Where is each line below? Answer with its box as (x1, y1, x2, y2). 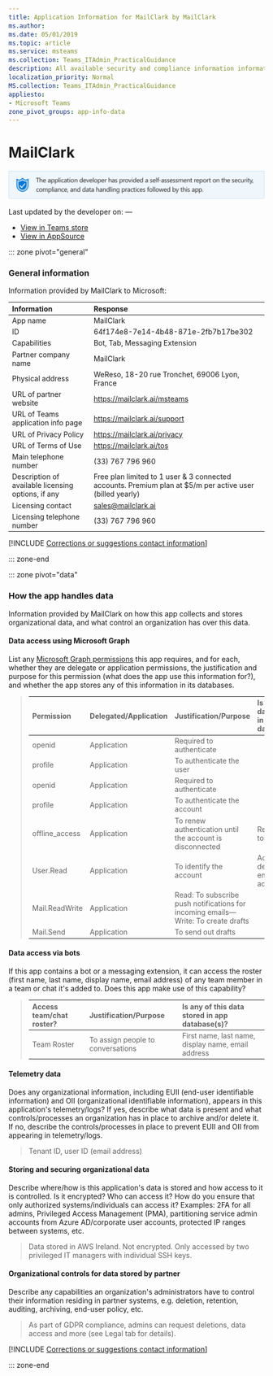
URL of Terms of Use (11, 440, 82, 451)
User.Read (32, 866, 67, 876)
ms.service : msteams (8, 47, 79, 56)
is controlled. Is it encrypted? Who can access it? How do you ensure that (8, 1191, 255, 1201)
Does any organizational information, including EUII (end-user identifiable (8, 1086, 254, 1097)
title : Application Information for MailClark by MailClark (8, 13, 217, 21)
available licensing (11, 481, 74, 490)
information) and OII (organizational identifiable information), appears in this (8, 1095, 262, 1105)
